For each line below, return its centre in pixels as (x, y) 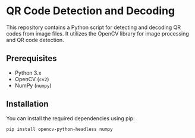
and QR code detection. (35, 40)
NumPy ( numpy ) (33, 85)
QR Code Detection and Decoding (91, 11)
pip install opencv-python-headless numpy (59, 129)
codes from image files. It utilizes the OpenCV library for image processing (97, 33)
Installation (27, 104)
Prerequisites (32, 58)
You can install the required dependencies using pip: (70, 118)
